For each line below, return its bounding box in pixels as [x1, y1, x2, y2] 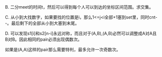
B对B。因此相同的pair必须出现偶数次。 [5, 36, 82, 42]
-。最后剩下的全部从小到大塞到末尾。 [5, 21, 80, 26]
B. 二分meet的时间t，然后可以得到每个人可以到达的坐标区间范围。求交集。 [5, 4, 154, 10]
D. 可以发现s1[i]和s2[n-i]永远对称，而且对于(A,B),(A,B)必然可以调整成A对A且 [5, 31, 157, 36]
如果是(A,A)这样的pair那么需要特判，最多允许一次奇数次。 [5, 47, 121, 52]
